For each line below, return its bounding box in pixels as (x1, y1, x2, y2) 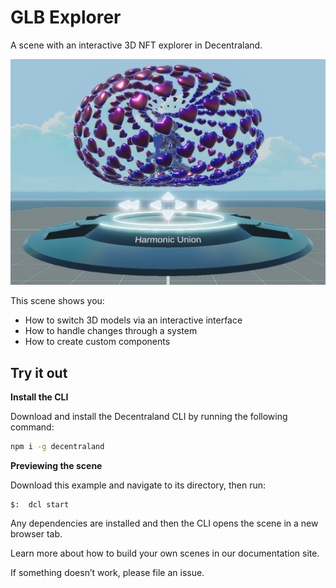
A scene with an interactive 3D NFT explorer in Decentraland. (10, 39, 263, 51)
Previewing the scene (10, 459, 103, 471)
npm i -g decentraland (10, 442, 105, 452)
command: (10, 421, 55, 433)
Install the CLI (10, 391, 69, 403)
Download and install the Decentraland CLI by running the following (10, 411, 288, 423)
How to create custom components (24, 336, 171, 348)
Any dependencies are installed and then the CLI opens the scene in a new (10, 517, 319, 529)
